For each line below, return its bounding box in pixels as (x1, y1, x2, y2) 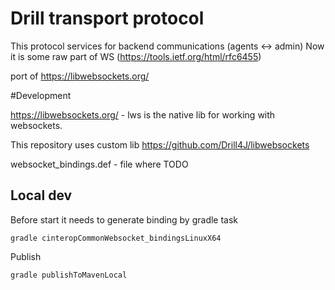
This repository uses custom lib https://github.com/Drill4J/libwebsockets (10, 138, 310, 151)
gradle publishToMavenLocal (10, 270, 128, 280)
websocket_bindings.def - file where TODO (10, 158, 189, 170)
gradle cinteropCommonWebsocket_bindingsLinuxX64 (10, 233, 222, 243)
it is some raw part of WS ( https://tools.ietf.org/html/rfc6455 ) (10, 50, 262, 62)
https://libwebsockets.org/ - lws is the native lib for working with (10, 108, 276, 121)
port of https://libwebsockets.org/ (10, 70, 150, 82)
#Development (10, 89, 72, 101)
